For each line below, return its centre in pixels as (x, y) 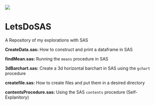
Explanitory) (17, 97)
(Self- (132, 92)
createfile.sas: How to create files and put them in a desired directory (75, 83)
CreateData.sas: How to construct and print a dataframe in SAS (69, 49)
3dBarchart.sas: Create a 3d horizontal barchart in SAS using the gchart (78, 68)
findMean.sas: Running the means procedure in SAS (57, 59)
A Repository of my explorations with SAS (47, 40)
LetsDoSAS (28, 27)
